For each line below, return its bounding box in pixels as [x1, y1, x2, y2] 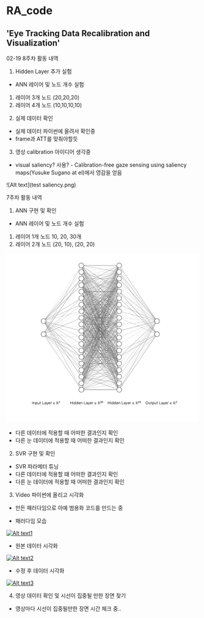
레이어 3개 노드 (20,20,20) [15, 94, 80, 101]
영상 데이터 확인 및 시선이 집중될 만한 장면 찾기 [15, 592, 126, 600]
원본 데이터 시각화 [15, 542, 58, 549]
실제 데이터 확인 [15, 115, 53, 121]
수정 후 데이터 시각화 [15, 567, 65, 574]
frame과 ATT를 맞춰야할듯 [15, 135, 78, 142]
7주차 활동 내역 [6, 194, 43, 201]
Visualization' [6, 37, 60, 48]
